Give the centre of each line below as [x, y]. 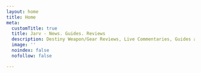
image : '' [24, 45]
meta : [13, 23]
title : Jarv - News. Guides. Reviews [59, 34]
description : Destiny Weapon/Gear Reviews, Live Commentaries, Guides [101, 39]
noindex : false [31, 50]
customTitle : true [35, 28]
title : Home [21, 17]
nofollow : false [32, 56]
